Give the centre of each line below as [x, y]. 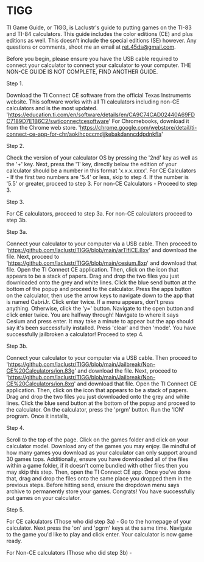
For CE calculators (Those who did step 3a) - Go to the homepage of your [99, 521]
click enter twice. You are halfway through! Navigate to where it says [93, 315]
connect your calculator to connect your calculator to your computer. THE [99, 65]
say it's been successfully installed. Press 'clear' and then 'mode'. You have [101, 328]
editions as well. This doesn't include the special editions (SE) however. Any [101, 40]
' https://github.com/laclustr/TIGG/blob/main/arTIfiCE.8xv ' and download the [102, 250]
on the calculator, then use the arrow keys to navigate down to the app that [100, 295]
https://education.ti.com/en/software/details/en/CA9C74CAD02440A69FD [102, 114]
